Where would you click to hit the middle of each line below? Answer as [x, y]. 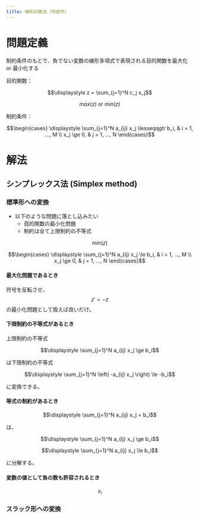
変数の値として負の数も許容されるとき [53, 477]
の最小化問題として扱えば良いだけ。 [50, 309]
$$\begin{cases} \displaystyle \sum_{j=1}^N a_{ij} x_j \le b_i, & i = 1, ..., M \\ [100, 255]
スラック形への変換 [34, 508]
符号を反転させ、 [27, 289]
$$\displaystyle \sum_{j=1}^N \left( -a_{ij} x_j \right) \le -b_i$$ [100, 374]
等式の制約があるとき [32, 401]
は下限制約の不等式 [30, 362]
